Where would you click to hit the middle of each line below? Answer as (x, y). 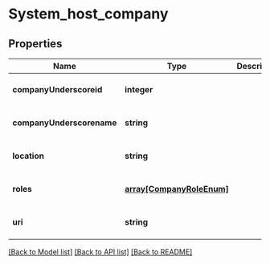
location (28, 156)
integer (139, 89)
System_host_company (88, 14)
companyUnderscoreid (57, 89)
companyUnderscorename (65, 123)
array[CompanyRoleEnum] (176, 189)
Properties (35, 44)
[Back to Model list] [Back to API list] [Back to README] (100, 252)
